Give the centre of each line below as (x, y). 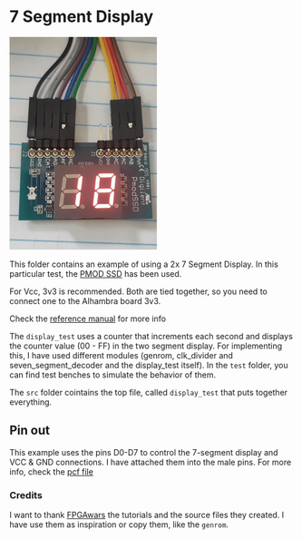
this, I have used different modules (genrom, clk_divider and (122, 355)
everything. (31, 402)
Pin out (29, 431)
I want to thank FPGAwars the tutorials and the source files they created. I (147, 515)
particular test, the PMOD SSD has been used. (96, 273)
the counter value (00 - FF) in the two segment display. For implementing (146, 346)
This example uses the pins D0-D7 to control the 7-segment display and (144, 452)
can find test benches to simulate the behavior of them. (113, 375)
